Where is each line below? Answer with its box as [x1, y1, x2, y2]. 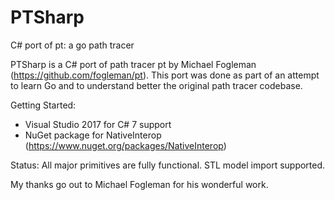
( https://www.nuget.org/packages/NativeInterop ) [24, 139, 227, 151]
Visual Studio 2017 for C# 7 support [24, 118, 172, 130]
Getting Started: [10, 99, 77, 111]
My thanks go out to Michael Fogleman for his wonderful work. [10, 178, 269, 190]
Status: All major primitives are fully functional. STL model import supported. [10, 159, 326, 171]
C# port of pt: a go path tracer [10, 39, 135, 51]
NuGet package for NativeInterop [24, 129, 162, 141]
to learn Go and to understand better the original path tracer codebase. [10, 79, 303, 91]
